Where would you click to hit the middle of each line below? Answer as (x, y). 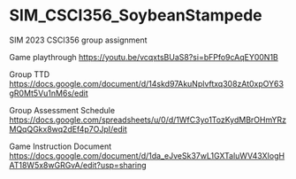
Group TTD (30, 74)
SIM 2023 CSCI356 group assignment (78, 40)
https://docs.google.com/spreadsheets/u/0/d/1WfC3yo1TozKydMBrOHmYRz (148, 120)
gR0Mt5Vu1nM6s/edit (49, 93)
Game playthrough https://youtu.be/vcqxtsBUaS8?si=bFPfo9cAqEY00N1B (144, 57)
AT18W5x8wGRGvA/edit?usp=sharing (78, 165)
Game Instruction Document (61, 146)
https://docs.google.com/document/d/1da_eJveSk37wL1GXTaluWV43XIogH (147, 155)
